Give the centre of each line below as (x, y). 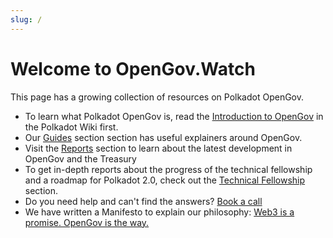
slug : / (26, 19)
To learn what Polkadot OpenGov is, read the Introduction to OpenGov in (174, 116)
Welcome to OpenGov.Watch (133, 68)
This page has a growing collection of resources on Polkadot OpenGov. (157, 97)
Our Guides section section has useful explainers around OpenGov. (163, 137)
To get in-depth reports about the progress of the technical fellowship (168, 169)
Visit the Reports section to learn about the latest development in (158, 148)
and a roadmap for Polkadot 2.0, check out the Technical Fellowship (165, 180)
